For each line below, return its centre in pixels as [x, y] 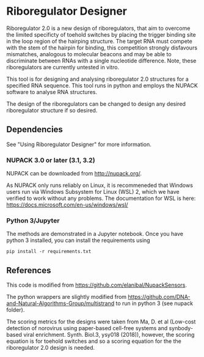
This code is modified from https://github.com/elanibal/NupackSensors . [97, 285]
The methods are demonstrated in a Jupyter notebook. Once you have [95, 234]
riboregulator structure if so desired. [52, 110]
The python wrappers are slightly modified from [67, 297]
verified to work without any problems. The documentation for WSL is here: [101, 198]
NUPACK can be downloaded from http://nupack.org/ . [74, 174]
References [29, 270]
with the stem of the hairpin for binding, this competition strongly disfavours [102, 48]
